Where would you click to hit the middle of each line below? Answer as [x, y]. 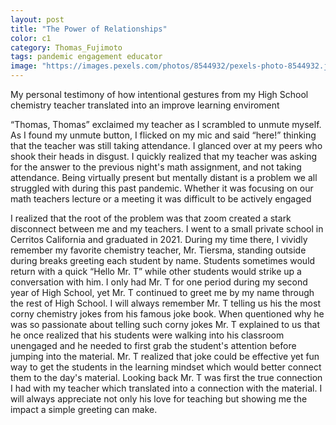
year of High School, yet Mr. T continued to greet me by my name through [162, 292]
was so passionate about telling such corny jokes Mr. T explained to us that [165, 324]
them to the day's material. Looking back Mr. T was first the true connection [166, 377]
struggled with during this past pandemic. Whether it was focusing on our [162, 188]
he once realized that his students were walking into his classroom [147, 335]
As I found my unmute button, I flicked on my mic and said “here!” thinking [163, 135]
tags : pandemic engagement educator [86, 57]
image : [24, 66]
